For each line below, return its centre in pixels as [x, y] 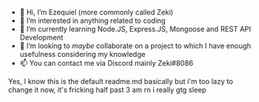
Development [41, 37]
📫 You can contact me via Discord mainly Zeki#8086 [106, 63]
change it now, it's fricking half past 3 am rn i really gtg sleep [107, 90]
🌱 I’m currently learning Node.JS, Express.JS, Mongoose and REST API [135, 29]
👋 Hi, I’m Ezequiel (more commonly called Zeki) [96, 12]
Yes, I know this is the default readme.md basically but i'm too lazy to [121, 81]
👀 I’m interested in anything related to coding [92, 21]
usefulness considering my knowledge [83, 54]
